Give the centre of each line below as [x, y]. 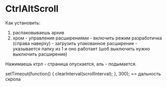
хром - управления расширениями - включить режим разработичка [87, 38]
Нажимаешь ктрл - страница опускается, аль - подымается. [71, 64]
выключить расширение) [40, 54]
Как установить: [23, 23]
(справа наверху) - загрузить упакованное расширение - [75, 43]
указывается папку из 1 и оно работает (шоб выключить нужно [81, 49]
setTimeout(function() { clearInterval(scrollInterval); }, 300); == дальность [83, 73]
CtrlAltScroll [32, 9]
